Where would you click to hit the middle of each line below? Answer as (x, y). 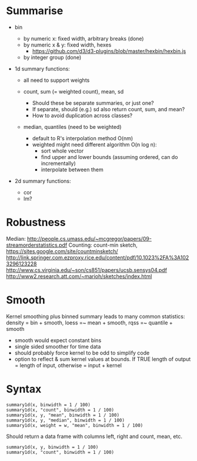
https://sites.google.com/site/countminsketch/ (62, 251)
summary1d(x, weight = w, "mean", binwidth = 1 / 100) (75, 425)
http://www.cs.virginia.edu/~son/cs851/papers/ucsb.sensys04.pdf (87, 270)
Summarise (35, 11)
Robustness (36, 223)
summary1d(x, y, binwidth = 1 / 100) (52, 447)
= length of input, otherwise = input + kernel (68, 365)
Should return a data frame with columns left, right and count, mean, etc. (94, 436)
